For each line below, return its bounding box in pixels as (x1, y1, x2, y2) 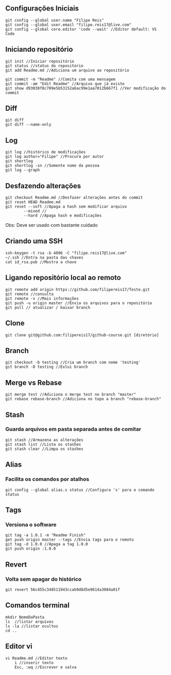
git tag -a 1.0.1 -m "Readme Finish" (5, 533, 86, 538)
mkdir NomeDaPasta (5, 614, 45, 620)
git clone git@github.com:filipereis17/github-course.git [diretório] (5, 332, 159, 337)
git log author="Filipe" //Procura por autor (5, 154, 104, 160)
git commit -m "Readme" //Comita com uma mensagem (5, 76, 116, 82)
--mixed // (24, 209, 47, 214)
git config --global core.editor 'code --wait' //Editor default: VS (5, 27, 157, 32)
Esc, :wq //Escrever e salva (14, 664, 77, 670)
